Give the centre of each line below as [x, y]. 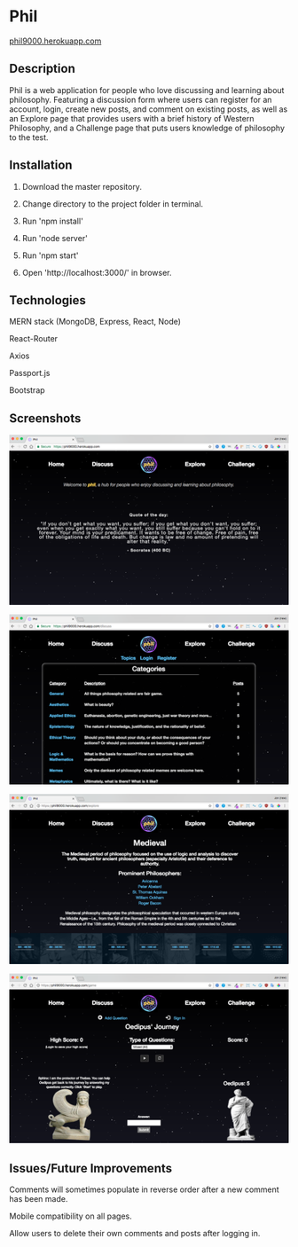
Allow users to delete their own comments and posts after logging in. [135, 1233]
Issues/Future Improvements [91, 1168]
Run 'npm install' [53, 221]
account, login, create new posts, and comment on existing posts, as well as [149, 109]
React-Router [34, 339]
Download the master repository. [82, 186]
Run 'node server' [55, 238]
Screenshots [45, 418]
